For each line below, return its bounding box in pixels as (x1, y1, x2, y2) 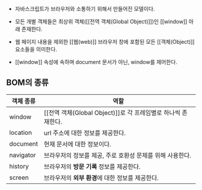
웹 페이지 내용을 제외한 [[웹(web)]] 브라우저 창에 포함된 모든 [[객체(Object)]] (14, 38, 195, 45)
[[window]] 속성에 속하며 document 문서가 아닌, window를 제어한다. (14, 59, 178, 65)
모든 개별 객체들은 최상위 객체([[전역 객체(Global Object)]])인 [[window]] (14, 18, 188, 25)
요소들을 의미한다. (14, 46, 57, 53)
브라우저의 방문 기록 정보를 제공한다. (44, 162, 141, 171)
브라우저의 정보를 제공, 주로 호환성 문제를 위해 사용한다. (44, 151, 191, 159)
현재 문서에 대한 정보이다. (44, 140, 112, 148)
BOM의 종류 (6, 77, 49, 88)
